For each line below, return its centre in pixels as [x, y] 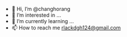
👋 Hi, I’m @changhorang [41, 9]
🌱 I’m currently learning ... [43, 21]
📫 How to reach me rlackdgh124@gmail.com [66, 28]
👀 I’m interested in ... [36, 15]
